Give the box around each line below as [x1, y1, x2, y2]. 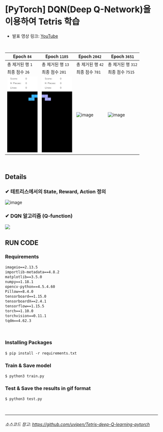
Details [5, 173, 27, 181]
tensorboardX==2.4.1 [5, 299, 47, 304]
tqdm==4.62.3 [5, 319, 32, 324]
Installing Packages [5, 339, 52, 346]
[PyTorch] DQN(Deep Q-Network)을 [5, 4, 151, 15]
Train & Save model [5, 362, 51, 369]
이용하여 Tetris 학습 [5, 16, 80, 27]
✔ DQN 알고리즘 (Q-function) [5, 213, 73, 219]
